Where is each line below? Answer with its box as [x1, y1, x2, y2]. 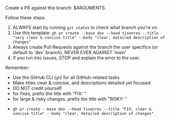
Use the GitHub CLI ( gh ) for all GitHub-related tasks [12, 74, 120, 80]
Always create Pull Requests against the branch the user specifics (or [12, 44, 158, 50]
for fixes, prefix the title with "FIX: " [12, 91, 86, 96]
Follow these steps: [5, 15, 46, 20]
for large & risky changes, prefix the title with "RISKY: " [12, 96, 127, 102]
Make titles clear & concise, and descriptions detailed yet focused [12, 80, 151, 86]
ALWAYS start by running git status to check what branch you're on [12, 24, 157, 30]
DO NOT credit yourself [12, 85, 62, 91]
